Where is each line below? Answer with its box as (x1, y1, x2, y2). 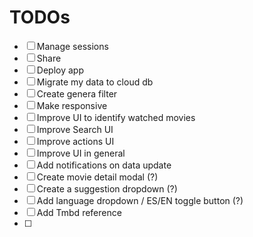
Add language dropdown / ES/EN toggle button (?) (36, 194, 244, 206)
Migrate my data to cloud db (36, 76, 154, 88)
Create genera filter (36, 87, 118, 100)
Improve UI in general (36, 147, 126, 159)
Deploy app (36, 64, 84, 76)
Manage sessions (36, 40, 109, 52)
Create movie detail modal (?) (36, 171, 159, 183)
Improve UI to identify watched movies (36, 111, 196, 123)
